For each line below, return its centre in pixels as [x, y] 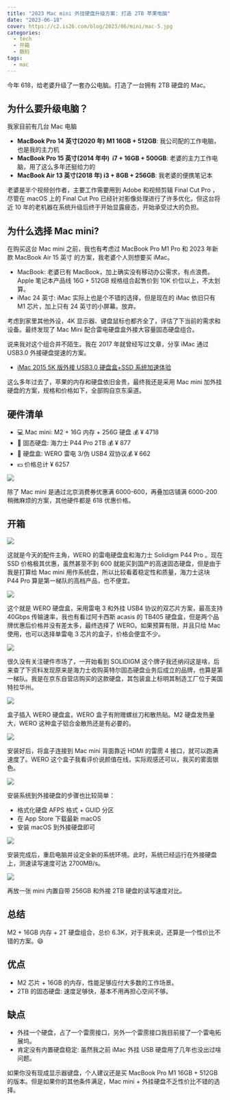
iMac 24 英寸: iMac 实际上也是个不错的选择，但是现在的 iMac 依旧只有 [116, 298]
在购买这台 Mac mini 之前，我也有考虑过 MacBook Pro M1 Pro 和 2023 [106, 249]
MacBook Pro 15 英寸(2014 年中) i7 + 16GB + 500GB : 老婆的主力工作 [114, 158]
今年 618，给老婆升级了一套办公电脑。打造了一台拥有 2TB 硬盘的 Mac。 [108, 85]
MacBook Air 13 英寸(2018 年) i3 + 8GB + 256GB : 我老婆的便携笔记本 [115, 175]
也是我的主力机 [38, 150]
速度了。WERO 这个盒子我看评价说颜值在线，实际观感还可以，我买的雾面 [110, 759]
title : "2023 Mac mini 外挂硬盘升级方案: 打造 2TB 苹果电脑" [89, 13]
